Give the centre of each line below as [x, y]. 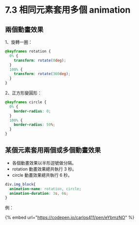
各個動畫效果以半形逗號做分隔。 [44, 163]
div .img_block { [20, 184]
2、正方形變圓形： [24, 93]
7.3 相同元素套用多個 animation [68, 10]
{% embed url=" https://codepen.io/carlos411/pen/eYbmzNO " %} [70, 218]
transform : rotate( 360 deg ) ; [42, 74]
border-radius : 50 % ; [35, 125]
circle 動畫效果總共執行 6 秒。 [42, 175]
